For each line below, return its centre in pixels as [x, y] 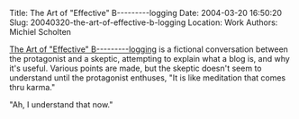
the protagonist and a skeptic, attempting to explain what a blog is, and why [149, 59]
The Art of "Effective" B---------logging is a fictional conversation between [149, 49]
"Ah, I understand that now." [61, 105]
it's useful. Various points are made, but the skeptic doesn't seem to [136, 68]
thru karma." [32, 87]
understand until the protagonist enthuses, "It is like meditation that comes [148, 78]
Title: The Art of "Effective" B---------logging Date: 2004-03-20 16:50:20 [145, 13]
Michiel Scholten [41, 32]
